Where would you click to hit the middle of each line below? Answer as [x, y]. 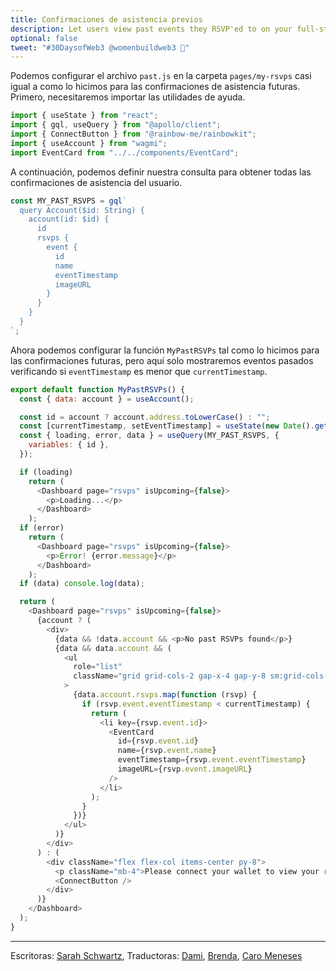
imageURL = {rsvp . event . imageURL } [185, 769]
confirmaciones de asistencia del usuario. [96, 182]
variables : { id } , [69, 445]
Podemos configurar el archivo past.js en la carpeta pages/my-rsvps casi [161, 76]
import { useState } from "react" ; [84, 116]
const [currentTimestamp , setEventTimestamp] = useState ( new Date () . [167, 426]
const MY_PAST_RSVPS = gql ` [69, 201]
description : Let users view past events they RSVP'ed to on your [151, 29]
